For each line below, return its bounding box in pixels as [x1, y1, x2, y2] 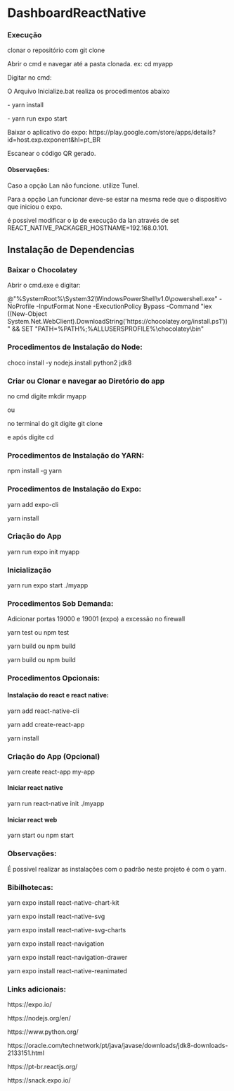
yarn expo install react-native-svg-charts [7, 925, 126, 934]
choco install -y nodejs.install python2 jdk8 [7, 358, 132, 367]
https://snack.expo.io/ [7, 1076, 72, 1085]
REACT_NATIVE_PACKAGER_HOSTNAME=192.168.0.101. [7, 224, 169, 232]
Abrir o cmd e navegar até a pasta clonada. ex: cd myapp [7, 60, 174, 68]
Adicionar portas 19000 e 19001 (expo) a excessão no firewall [7, 615, 186, 623]
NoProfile [7, 302, 35, 311]
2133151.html [7, 1049, 44, 1057]
